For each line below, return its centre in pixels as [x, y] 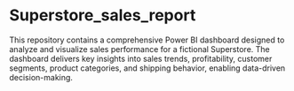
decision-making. [41, 77]
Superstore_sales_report [103, 15]
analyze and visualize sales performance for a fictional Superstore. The [139, 49]
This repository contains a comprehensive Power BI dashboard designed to [147, 40]
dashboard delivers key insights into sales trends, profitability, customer [141, 58]
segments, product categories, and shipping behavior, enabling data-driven [147, 68]
